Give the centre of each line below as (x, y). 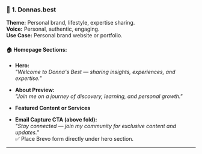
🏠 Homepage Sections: (37, 49)
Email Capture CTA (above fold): (56, 119)
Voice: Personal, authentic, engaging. (53, 29)
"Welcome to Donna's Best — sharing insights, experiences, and (95, 72)
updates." (27, 132)
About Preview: (35, 90)
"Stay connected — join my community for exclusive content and (95, 126)
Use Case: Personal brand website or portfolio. (64, 35)
